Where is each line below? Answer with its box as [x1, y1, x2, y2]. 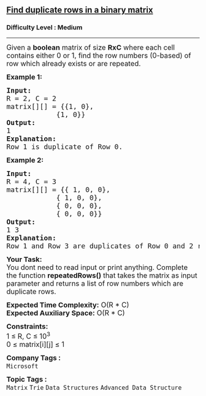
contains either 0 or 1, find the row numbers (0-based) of [6, 51, 191, 60]
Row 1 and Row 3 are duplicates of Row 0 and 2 [6, 242, 194, 250]
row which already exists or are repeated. [6, 59, 141, 68]
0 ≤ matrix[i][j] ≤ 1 [6, 340, 65, 349]
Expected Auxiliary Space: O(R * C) [6, 308, 126, 318]
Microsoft [6, 362, 39, 370]
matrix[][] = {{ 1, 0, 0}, [6, 185, 110, 194]
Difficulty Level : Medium [6, 23, 83, 32]
